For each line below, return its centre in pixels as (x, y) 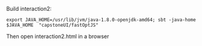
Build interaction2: (29, 9)
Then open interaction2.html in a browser (58, 36)
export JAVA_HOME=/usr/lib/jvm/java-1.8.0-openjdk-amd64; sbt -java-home (101, 20)
